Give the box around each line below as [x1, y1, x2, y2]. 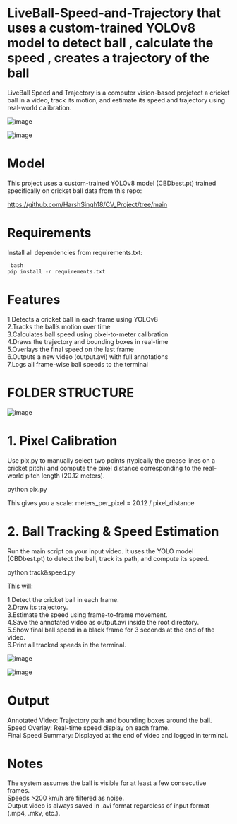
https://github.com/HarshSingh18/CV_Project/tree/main [7, 200, 168, 208]
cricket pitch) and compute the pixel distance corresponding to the [7, 464, 202, 472]
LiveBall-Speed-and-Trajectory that [7, 5, 221, 21]
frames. [7, 787, 30, 795]
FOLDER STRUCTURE [7, 384, 135, 401]
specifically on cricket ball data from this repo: [7, 186, 142, 195]
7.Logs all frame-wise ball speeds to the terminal [7, 360, 149, 368]
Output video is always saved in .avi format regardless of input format [7, 801, 210, 810]
